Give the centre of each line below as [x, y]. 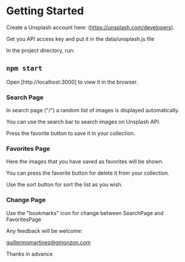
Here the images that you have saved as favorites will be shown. [85, 162]
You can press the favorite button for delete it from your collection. [88, 173]
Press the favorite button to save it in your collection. [71, 133]
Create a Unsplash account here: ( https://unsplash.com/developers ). [90, 27]
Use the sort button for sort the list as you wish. [65, 185]
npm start [24, 68]
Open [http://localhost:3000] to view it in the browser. [72, 82]
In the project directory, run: [40, 50]
